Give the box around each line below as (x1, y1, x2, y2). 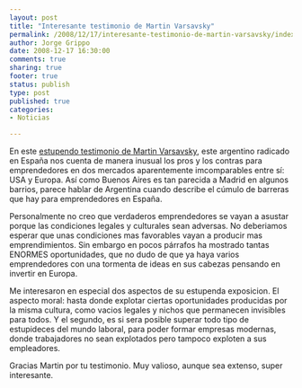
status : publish (9, 80, 70, 89)
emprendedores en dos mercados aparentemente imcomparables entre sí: (9, 165, 285, 176)
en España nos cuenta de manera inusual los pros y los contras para (9, 155, 262, 166)
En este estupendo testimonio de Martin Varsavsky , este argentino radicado (9, 145, 290, 157)
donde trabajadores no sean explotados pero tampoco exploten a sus (9, 333, 267, 344)
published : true (9, 96, 70, 106)
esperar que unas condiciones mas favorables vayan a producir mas (9, 230, 263, 241)
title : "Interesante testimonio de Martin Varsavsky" (9, 22, 216, 31)
